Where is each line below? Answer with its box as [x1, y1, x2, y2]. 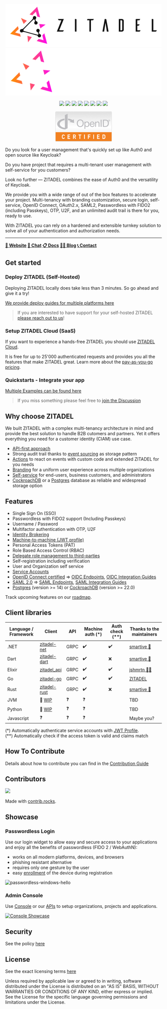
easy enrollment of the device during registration [12, 870, 113, 876]
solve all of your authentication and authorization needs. [5, 228, 121, 234]
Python [7, 706, 22, 712]
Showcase [5, 813, 39, 821]
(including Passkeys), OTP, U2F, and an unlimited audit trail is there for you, [5, 207, 160, 213]
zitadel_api [39, 667, 62, 673]
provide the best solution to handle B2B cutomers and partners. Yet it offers [5, 431, 160, 437]
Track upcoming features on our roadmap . [5, 594, 92, 600]
